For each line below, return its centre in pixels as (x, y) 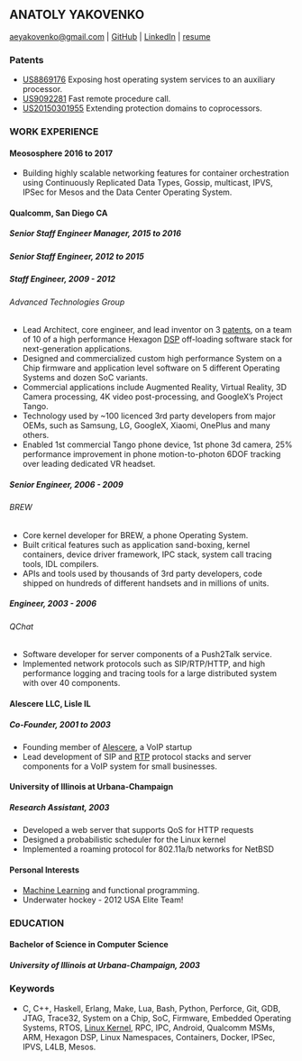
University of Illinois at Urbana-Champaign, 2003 (105, 965)
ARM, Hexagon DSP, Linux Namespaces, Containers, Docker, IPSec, (149, 1037)
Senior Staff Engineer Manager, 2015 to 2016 (96, 233)
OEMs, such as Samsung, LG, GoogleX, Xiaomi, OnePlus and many (146, 425)
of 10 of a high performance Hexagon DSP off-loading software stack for (157, 339)
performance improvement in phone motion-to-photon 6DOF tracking (151, 454)
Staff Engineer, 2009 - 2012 (62, 279)
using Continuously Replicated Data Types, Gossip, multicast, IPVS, (147, 183)
